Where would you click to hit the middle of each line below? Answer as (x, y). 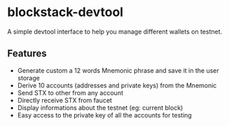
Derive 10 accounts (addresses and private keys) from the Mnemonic (117, 85)
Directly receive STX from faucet (64, 100)
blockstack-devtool (65, 12)
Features (27, 54)
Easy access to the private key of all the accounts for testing (105, 115)
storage (28, 78)
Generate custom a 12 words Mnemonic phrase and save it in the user (118, 70)
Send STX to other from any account (70, 92)
